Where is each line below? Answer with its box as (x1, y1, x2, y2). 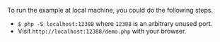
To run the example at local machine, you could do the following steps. (7, 6, 214, 14)
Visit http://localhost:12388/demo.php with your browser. (17, 27, 187, 35)
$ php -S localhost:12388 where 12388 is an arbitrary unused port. (17, 20, 213, 27)
